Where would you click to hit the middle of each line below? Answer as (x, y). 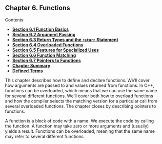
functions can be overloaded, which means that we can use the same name (81, 90)
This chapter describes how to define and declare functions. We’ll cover (77, 80)
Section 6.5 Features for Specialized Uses (55, 50)
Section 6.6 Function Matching (44, 55)
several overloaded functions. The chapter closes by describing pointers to (81, 106)
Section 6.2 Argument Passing (44, 34)
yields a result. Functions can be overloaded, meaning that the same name (80, 131)
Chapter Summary (31, 65)
